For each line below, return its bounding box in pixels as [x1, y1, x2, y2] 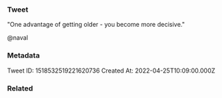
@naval [7, 34, 29, 42]
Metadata [7, 51, 40, 60]
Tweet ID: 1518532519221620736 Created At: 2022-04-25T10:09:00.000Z [7, 66, 216, 75]
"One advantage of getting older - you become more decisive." [7, 21, 185, 29]
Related [7, 84, 34, 93]
